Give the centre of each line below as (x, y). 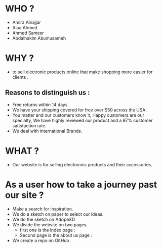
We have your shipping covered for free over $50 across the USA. (80, 110)
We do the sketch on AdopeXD (43, 219)
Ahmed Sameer (28, 33)
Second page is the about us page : (56, 235)
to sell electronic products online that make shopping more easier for (82, 72)
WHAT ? (22, 151)
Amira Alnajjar (26, 22)
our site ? (24, 195)
